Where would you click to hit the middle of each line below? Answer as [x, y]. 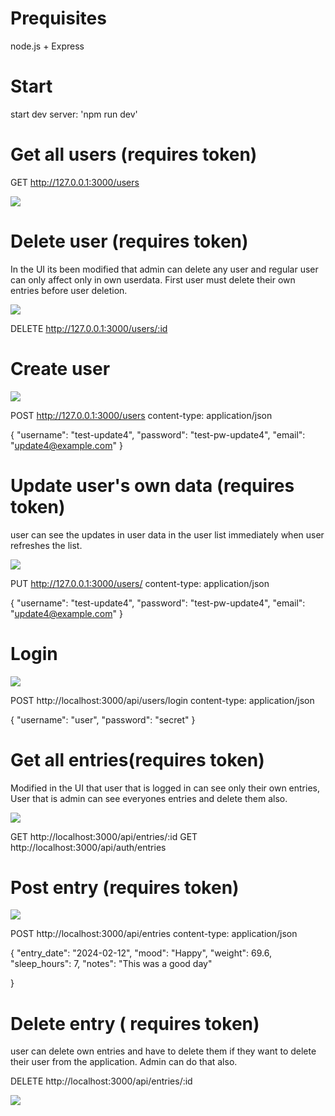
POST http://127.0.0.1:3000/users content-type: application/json [141, 415]
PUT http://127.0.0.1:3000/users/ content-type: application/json [140, 583]
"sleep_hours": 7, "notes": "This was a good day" [111, 964]
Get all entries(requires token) [137, 759]
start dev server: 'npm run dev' [74, 114]
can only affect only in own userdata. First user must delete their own [153, 279]
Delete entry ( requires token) [135, 1023]
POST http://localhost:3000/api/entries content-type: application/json [154, 934]
